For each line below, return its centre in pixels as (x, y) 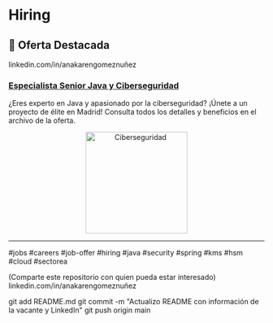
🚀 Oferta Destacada (59, 45)
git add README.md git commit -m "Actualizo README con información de (134, 302)
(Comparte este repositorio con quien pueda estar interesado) (113, 277)
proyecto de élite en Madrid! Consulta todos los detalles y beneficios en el (133, 112)
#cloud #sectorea (38, 261)
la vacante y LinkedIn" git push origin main (80, 310)
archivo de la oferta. (42, 120)
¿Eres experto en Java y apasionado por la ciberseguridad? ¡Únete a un (128, 103)
